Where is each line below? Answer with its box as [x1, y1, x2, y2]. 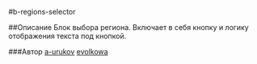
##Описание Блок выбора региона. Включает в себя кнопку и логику [8, 23, 249, 32]
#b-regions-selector [8, 7, 76, 16]
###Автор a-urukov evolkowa [8, 47, 108, 56]
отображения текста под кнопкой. [8, 32, 127, 41]
